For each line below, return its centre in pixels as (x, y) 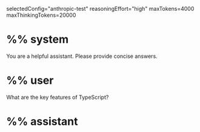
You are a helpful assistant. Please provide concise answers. (82, 56)
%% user (30, 80)
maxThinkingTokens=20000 (41, 15)
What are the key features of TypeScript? (58, 97)
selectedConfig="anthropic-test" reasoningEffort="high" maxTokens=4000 (100, 9)
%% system (37, 39)
